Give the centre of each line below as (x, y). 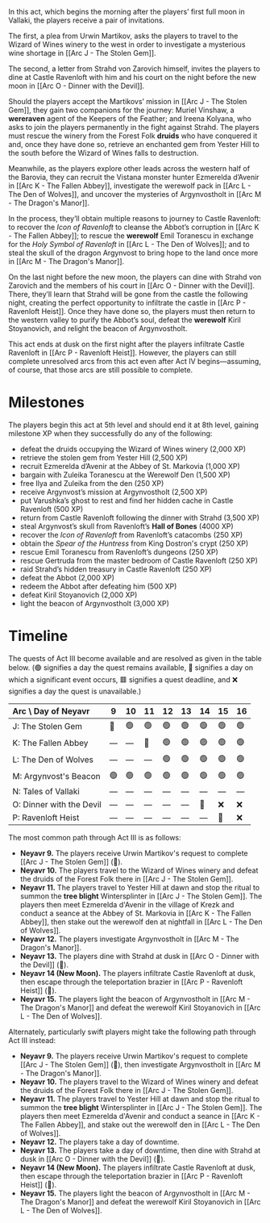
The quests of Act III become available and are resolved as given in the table (135, 658)
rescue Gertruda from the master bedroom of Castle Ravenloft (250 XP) (139, 560)
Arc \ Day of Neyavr (51, 711)
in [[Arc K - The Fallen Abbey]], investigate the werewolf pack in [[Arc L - (130, 186)
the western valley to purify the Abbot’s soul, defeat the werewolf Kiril (125, 320)
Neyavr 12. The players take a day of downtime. (100, 1141)
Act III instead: (32, 1040)
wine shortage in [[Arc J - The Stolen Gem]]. (82, 53)
